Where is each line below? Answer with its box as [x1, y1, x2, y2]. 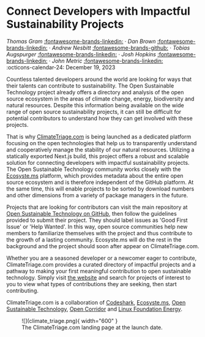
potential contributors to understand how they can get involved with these [6, 115, 193, 122]
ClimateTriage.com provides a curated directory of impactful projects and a [6, 260, 196, 268]
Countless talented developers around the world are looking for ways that [6, 75, 192, 83]
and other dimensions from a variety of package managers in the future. [6, 191, 188, 199]
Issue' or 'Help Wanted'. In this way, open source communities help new [6, 222, 188, 230]
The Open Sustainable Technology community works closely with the [6, 165, 181, 173]
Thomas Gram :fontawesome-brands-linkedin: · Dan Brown [6, 37, 156, 45]
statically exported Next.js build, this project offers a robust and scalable [6, 152, 190, 160]
